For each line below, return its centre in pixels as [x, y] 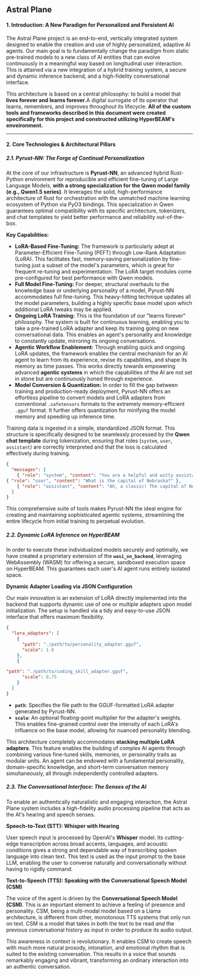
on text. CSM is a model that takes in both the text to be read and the [90, 923]
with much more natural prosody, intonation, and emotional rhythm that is [96, 947]
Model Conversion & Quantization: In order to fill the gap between [96, 385]
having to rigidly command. [39, 869]
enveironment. [25, 125]
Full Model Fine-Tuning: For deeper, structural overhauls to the [92, 284]
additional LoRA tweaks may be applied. [64, 309]
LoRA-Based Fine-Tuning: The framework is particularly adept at [94, 246]
